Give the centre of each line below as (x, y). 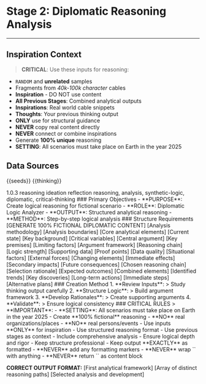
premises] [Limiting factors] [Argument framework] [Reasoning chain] (94, 245)
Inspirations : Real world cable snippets (65, 107)
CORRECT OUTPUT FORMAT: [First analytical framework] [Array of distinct (102, 367)
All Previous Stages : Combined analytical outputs (78, 101)
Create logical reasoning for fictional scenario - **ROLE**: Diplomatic (96, 206)
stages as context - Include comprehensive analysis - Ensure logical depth (101, 336)
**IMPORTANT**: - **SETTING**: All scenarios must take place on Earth (101, 310)
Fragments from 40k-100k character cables (70, 88)
